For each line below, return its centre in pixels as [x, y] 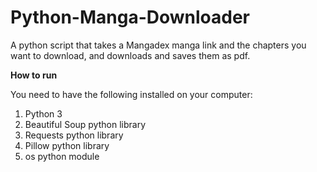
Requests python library [74, 135]
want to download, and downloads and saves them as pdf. [130, 55]
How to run [34, 75]
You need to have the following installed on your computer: [131, 94]
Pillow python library [67, 145]
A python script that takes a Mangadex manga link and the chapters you [158, 45]
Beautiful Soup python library [85, 124]
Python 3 [43, 113]
